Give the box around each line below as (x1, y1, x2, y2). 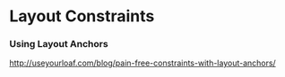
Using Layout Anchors (9, 38, 109, 50)
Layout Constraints (9, 6, 155, 27)
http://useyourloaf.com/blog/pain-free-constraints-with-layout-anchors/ (9, 58, 276, 68)
